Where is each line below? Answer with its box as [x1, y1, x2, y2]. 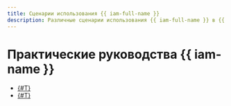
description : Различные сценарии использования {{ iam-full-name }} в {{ [7, 17, 225, 24]
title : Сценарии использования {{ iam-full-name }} [7, 10, 160, 17]
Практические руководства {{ [7, 46, 192, 62]
